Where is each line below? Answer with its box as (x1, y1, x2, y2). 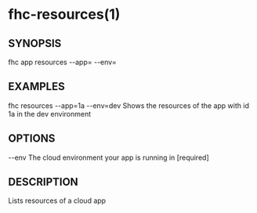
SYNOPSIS (8, 37, 62, 50)
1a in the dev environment (8, 109, 92, 118)
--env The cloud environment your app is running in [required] (8, 153, 209, 162)
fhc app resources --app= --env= (8, 57, 117, 67)
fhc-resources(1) (8, 5, 121, 23)
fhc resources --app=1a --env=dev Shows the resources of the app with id (8, 100, 249, 110)
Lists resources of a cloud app (8, 196, 107, 205)
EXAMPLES (8, 80, 65, 93)
